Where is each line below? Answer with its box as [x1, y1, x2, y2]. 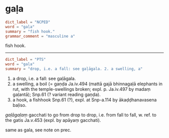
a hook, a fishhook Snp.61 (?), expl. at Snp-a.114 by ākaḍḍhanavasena [12, 97, 157, 103]
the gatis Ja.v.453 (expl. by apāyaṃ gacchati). [5, 117, 102, 123]
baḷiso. [12, 102, 27, 108]
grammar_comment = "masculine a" [5, 34, 75, 39]
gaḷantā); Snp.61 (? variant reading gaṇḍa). [12, 91, 101, 98]
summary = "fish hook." [5, 29, 55, 34]
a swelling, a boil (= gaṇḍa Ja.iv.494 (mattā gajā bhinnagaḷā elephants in [12, 81, 162, 87]
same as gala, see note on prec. [5, 127, 71, 133]
